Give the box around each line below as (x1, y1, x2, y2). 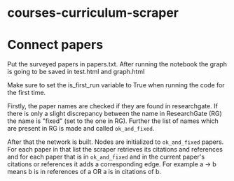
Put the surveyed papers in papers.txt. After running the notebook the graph (7, 60, 228, 68)
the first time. (7, 89, 46, 97)
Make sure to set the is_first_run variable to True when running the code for (7, 81, 226, 89)
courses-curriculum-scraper (7, 5, 179, 21)
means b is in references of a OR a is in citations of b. (7, 168, 162, 176)
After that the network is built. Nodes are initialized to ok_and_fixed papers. (7, 138, 224, 146)
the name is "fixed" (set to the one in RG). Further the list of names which (7, 117, 219, 125)
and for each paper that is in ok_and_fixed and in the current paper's (7, 152, 205, 161)
